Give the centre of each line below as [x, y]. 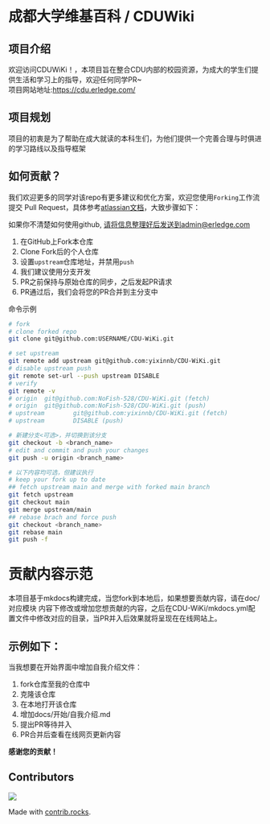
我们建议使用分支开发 [55, 271]
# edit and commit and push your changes [79, 450]
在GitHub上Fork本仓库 [57, 241]
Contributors [41, 777]
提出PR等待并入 [46, 724]
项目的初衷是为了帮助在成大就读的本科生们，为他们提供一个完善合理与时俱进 [135, 138]
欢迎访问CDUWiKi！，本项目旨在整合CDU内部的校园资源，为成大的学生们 [130, 70]
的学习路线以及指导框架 [47, 148]
